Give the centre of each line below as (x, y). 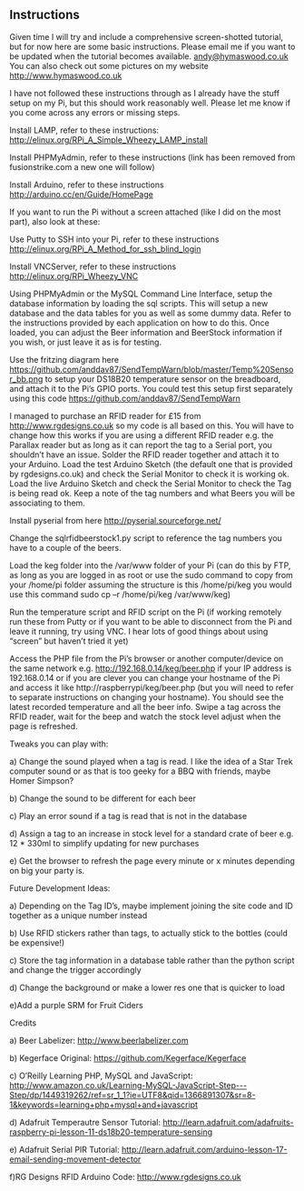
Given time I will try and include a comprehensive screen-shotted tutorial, (147, 36)
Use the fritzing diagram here (64, 359)
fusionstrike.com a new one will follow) (83, 166)
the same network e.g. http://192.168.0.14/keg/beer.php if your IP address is (151, 668)
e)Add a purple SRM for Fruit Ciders (76, 1005)
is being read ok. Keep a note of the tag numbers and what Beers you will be (152, 493)
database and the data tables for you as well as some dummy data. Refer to (151, 313)
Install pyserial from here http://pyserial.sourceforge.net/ (115, 520)
